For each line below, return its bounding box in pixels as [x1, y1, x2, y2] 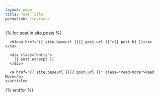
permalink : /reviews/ [5, 16, 50, 21]
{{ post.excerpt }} [14, 57, 55, 62]
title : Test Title [5, 12, 43, 17]
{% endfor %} [5, 87, 34, 93]
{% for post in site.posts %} [5, 30, 62, 36]
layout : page [5, 7, 32, 12]
